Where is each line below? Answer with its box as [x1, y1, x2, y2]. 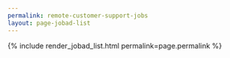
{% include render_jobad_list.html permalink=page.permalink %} [7, 41, 223, 50]
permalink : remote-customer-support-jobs [7, 11, 149, 20]
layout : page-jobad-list [7, 19, 91, 27]
